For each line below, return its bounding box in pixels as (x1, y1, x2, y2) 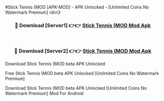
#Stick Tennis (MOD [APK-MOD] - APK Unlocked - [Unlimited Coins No (5, 4, 149, 10)
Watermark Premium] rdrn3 (5, 9, 61, 15)
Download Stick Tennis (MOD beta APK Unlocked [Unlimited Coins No (5, 85, 147, 91)
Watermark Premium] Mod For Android (5, 90, 84, 96)
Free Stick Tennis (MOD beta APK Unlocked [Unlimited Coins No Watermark (5, 70, 159, 76)
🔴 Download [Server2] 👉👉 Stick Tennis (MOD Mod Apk (14, 48, 152, 55)
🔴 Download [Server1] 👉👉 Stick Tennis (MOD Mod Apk (14, 22, 151, 29)
